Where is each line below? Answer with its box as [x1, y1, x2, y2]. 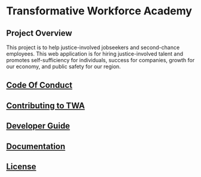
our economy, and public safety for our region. [6, 63, 121, 70]
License [6, 161, 36, 172]
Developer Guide [6, 121, 71, 131]
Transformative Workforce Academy [6, 4, 193, 18]
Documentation [6, 141, 66, 151]
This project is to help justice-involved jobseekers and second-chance [6, 44, 180, 51]
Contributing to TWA [6, 100, 85, 111]
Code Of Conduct [6, 80, 73, 90]
